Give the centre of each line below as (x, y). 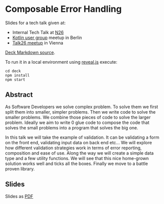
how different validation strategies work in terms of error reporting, (74, 148)
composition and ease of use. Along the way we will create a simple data (80, 153)
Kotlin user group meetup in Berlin (47, 38)
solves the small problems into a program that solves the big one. (72, 127)
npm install (17, 75)
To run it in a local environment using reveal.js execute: (61, 62)
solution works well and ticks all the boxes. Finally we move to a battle (77, 163)
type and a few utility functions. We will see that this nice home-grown (77, 158)
